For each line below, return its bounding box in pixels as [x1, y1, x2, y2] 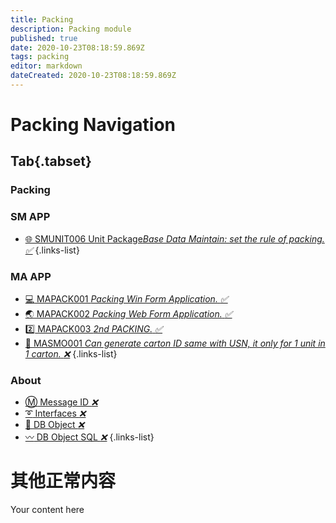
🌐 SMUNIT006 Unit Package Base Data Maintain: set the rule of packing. [24, 232, 325, 245]
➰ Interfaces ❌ [24, 407, 87, 420]
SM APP [10, 210, 51, 224]
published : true [10, 33, 78, 43]
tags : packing [10, 52, 70, 62]
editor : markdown [10, 61, 83, 71]
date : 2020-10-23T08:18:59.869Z [10, 42, 145, 53]
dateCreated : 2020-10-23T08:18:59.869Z [10, 71, 177, 81]
